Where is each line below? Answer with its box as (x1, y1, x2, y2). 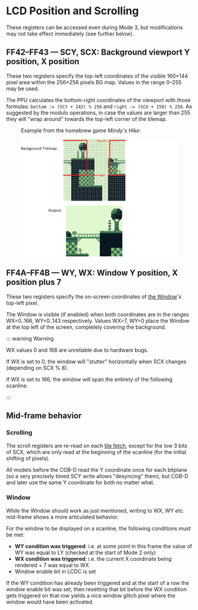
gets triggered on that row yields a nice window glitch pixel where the (6, 592, 176, 599)
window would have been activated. (6, 598, 94, 605)
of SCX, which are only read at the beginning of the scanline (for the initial (6, 448, 186, 455)
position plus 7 (6, 277, 61, 287)
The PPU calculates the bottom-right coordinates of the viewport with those (6, 96, 191, 103)
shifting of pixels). (6, 455, 50, 462)
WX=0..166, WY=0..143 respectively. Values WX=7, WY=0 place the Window (6, 317, 190, 324)
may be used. (6, 85, 40, 92)
